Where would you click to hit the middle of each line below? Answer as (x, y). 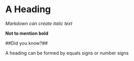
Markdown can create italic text (39, 23)
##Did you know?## (27, 43)
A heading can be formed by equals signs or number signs (67, 53)
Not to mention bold (27, 33)
